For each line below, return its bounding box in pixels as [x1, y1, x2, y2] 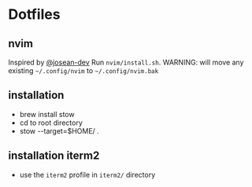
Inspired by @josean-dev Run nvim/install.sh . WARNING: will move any [8, 57, 244, 67]
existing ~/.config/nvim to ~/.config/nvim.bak [8, 66, 159, 75]
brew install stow [19, 109, 75, 119]
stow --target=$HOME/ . [19, 126, 100, 135]
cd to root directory [19, 118, 83, 127]
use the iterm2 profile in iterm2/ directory [19, 170, 156, 179]
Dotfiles [8, 5, 61, 24]
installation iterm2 [8, 149, 100, 163]
